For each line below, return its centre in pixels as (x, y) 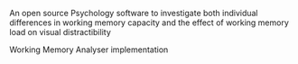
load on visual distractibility (60, 32)
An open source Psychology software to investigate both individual (134, 13)
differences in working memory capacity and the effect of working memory (149, 23)
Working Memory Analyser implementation (89, 50)
